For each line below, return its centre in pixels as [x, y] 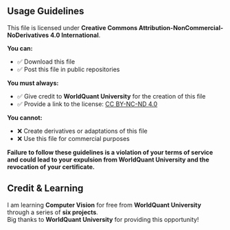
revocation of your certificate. [51, 166]
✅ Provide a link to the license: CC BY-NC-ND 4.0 [87, 104]
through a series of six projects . [53, 212]
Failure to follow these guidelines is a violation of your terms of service [110, 152]
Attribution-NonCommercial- [181, 27]
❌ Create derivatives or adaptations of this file [82, 131]
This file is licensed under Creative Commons [72, 27]
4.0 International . [76, 35]
